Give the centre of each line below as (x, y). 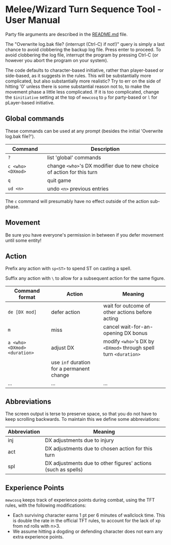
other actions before (128, 312)
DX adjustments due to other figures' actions (98, 463)
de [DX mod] (22, 312)
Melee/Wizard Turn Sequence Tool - (83, 9)
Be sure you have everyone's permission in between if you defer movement (84, 235)
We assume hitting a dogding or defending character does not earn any (88, 531)
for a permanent (70, 369)
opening (113, 333)
